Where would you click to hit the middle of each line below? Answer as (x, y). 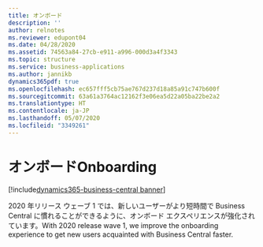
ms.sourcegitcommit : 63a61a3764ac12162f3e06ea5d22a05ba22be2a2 (114, 96)
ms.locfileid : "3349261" (49, 125)
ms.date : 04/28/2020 (42, 45)
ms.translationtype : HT (47, 103)
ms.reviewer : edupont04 (47, 37)
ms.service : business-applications (67, 67)
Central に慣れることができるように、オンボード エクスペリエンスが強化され (132, 215)
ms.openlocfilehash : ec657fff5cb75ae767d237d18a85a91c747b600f (114, 89)
